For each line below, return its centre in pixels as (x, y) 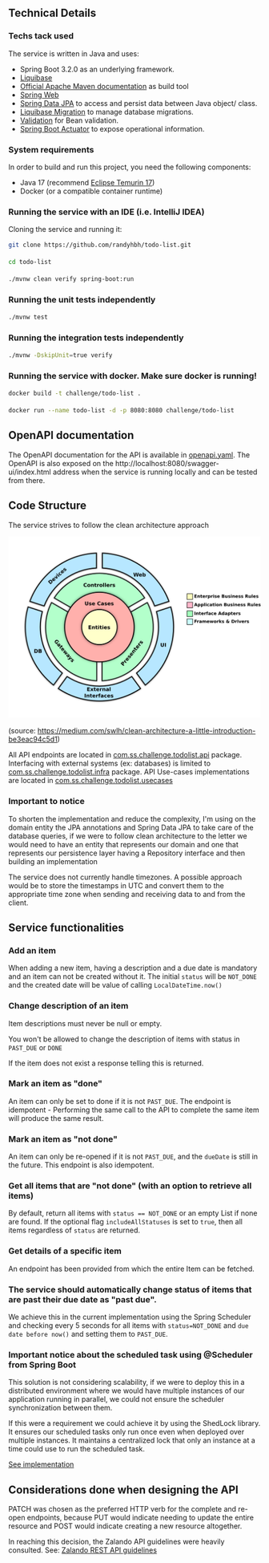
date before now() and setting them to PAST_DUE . (88, 1334)
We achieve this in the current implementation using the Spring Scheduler (130, 1317)
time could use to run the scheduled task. (77, 1449)
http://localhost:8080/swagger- (167, 463)
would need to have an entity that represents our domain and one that (123, 844)
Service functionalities (66, 927)
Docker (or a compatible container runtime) (91, 191)
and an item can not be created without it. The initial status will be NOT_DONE (133, 976)
